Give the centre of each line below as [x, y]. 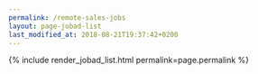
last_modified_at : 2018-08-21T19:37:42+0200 [93, 34]
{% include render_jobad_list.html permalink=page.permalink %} [129, 60]
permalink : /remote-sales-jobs [67, 18]
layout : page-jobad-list [55, 26]
